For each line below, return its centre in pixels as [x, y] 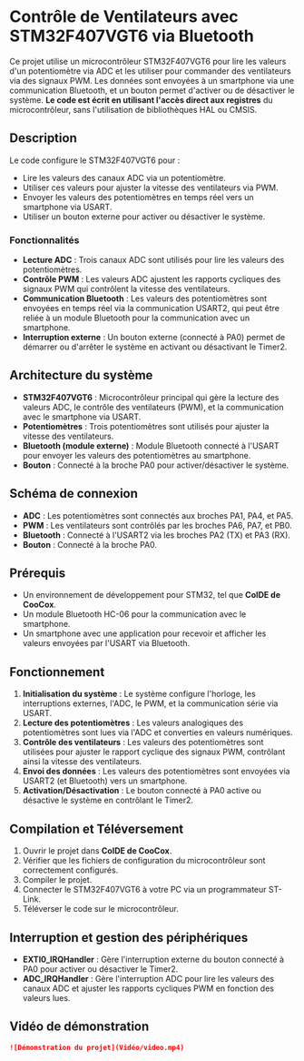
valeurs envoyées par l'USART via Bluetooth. [106, 643]
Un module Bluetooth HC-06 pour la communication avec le [134, 614]
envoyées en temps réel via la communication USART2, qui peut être [151, 308]
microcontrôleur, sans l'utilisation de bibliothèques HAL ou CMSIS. [133, 109]
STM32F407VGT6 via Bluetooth [132, 36]
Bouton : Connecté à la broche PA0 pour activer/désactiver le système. [156, 465]
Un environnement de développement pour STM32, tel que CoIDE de [152, 595]
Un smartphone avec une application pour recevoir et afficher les [144, 633]
